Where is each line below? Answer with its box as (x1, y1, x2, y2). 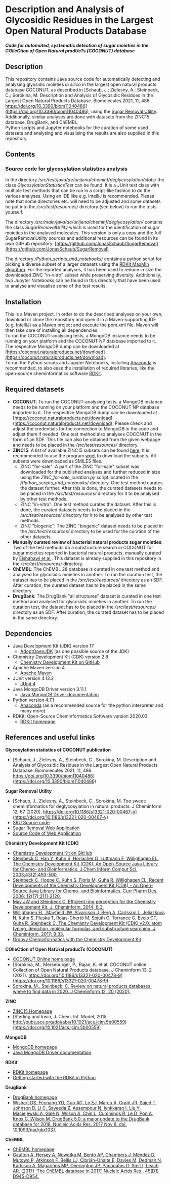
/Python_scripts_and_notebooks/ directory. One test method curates (20, 479, 163, 486)
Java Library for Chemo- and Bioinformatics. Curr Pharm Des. (28, 888, 158, 894)
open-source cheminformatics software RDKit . (5, 370, 102, 377)
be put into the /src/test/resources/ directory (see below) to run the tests (5, 204, 157, 210)
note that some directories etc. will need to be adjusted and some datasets (5, 198, 161, 204)
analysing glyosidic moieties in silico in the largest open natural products (5, 81, 157, 87)
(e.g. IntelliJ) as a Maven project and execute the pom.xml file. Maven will (5, 322, 158, 328)
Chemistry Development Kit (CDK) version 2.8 (12, 653, 109, 660)
